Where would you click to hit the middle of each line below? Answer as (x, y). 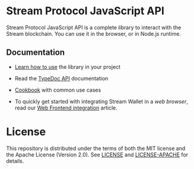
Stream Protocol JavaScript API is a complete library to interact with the (94, 27)
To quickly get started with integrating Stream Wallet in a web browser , (101, 101)
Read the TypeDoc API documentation (61, 78)
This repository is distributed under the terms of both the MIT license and (96, 148)
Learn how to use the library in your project (67, 67)
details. (15, 161)
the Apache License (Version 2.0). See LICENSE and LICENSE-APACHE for (97, 154)
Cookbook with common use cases (58, 90)
